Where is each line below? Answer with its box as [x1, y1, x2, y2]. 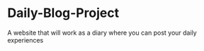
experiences [7, 35, 44, 44]
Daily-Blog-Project [7, 5, 119, 21]
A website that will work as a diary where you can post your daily [7, 28, 197, 37]
